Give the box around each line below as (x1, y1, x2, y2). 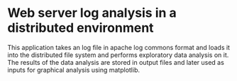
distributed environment (7, 20, 154, 36)
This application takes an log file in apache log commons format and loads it (7, 43, 231, 51)
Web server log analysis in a (7, 5, 177, 21)
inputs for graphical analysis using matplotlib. (7, 66, 140, 74)
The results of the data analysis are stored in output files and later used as (7, 58, 225, 66)
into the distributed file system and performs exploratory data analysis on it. (7, 51, 229, 59)
